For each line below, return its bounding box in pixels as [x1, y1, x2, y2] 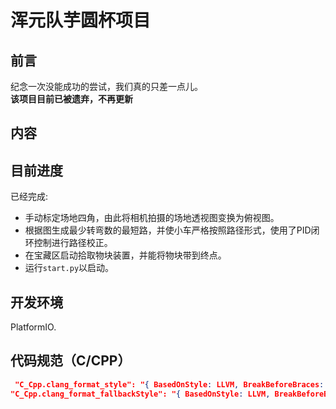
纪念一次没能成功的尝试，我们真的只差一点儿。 [10, 81, 203, 92]
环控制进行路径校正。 [24, 237, 113, 249]
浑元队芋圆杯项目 [10, 9, 152, 32]
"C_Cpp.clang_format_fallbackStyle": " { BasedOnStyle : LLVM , [10, 389, 271, 399]
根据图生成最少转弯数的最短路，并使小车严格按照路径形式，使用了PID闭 [24, 224, 320, 236]
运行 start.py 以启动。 [24, 262, 115, 274]
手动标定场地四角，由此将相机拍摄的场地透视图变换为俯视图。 [24, 212, 280, 224]
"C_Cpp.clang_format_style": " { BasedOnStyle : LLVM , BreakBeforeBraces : [14, 379, 325, 390]
